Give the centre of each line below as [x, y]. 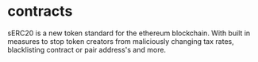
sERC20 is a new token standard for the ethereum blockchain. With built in [129, 33]
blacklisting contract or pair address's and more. [87, 49]
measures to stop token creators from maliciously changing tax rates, [121, 41]
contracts [40, 11]
